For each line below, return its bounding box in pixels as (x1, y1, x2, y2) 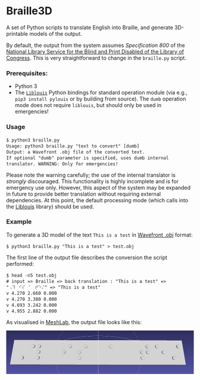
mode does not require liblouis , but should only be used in (14, 102, 162, 109)
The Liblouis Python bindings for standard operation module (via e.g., (14, 89, 187, 96)
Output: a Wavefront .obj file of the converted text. (6, 149, 145, 155)
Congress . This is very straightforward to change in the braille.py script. (6, 54, 186, 61)
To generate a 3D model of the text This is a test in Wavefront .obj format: (6, 231, 193, 238)
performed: (6, 260, 34, 267)
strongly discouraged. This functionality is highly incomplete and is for (6, 177, 179, 185)
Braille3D (6, 4, 52, 18)
